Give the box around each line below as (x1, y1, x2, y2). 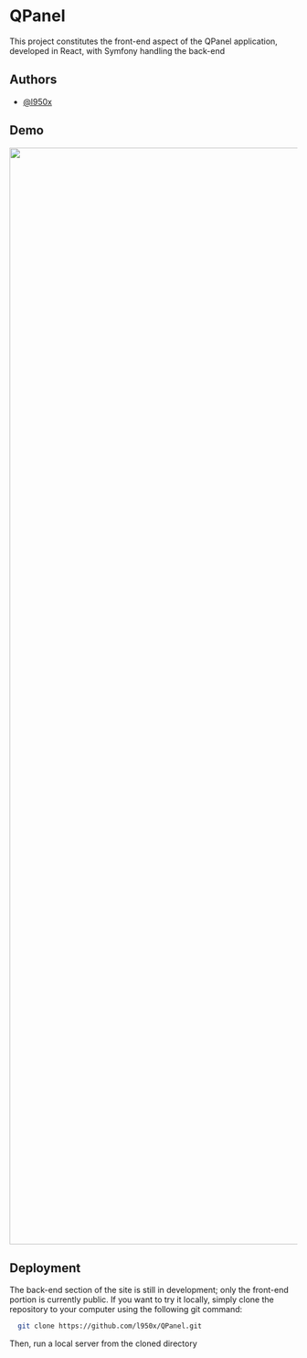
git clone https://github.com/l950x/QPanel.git (17, 1321, 203, 1331)
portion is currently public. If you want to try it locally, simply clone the (9, 1294, 274, 1305)
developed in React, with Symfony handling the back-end (9, 45, 226, 56)
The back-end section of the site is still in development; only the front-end (9, 1285, 290, 1296)
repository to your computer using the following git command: (9, 1304, 243, 1315)
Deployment (9, 1260, 81, 1276)
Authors (9, 72, 58, 88)
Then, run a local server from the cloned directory (9, 1338, 198, 1349)
